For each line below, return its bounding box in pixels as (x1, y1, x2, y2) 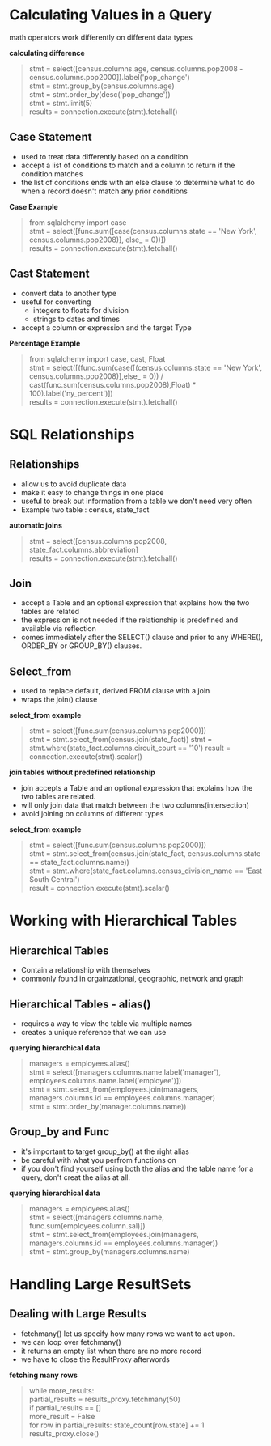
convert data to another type (20, 288, 116, 298)
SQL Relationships (9, 425, 135, 443)
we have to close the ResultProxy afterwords (20, 1354, 171, 1364)
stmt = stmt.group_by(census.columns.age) (28, 81, 175, 91)
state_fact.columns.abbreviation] (28, 545, 138, 554)
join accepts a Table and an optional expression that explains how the (20, 783, 253, 793)
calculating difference (9, 48, 86, 57)
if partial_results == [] (28, 1402, 102, 1413)
